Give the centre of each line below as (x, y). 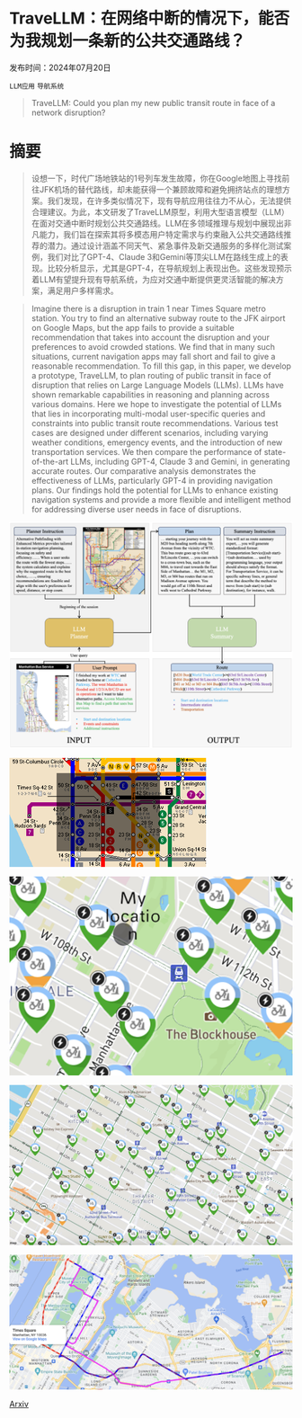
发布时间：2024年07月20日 (60, 67)
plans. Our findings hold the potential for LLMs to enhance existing (155, 490)
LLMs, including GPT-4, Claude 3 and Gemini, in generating (180, 461)
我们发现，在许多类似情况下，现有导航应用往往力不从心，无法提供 (169, 201)
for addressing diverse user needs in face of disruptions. (136, 509)
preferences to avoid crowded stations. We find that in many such (153, 346)
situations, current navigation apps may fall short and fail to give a (153, 356)
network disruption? (68, 112)
